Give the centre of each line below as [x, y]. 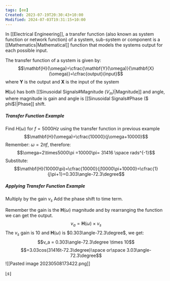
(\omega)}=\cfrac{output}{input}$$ [86, 74]
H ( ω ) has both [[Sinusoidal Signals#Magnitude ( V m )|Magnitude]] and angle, [85, 93]
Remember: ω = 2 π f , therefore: [38, 145]
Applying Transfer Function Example [45, 186]
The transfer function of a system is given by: [53, 61]
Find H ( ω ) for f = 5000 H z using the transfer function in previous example [83, 129]
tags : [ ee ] [17, 10]
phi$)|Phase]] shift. [26, 104]
